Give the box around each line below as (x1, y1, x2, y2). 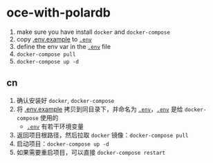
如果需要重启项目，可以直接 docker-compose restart (16, 148, 166, 156)
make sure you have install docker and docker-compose (16, 28, 171, 36)
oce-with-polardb (6, 5, 111, 21)
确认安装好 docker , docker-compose (16, 96, 115, 104)
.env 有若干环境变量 (26, 122, 84, 131)
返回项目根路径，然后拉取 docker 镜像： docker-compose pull (16, 131, 189, 139)
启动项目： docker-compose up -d (16, 140, 109, 148)
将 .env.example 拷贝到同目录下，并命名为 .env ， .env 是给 (16, 105, 184, 113)
